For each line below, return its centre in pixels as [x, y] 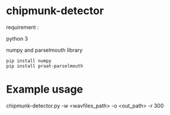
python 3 [17, 38]
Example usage [45, 89]
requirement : [23, 27]
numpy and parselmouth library [44, 50]
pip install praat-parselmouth [45, 66]
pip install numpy [29, 61]
